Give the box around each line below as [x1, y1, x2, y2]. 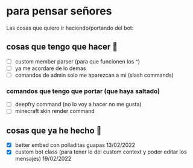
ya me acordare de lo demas [14, 65, 86, 72]
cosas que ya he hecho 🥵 [6, 125, 102, 135]
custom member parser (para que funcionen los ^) [14, 57, 141, 65]
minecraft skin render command [14, 108, 95, 115]
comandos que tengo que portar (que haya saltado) [6, 86, 160, 95]
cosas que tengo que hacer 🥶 [6, 42, 118, 52]
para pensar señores [6, 4, 112, 18]
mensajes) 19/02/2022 [14, 155, 72, 163]
